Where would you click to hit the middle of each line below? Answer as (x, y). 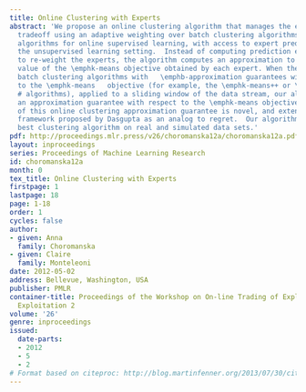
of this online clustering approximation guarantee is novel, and (146, 111)
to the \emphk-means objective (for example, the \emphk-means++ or (154, 85)
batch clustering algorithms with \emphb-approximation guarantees (152, 77)
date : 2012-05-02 (42, 272)
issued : (24, 331)
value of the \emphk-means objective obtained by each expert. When (150, 69)
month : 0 (26, 170)
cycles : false (36, 221)
